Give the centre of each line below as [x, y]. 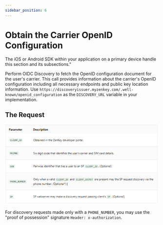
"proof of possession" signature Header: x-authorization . [63, 217]
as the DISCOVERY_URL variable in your [100, 94]
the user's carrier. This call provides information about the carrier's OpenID [81, 79]
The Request [25, 115]
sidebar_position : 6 [26, 10]
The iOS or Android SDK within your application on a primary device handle [81, 59]
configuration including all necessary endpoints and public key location [77, 84]
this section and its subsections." [38, 64]
